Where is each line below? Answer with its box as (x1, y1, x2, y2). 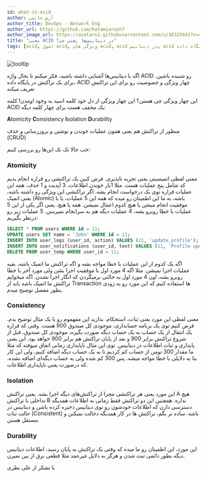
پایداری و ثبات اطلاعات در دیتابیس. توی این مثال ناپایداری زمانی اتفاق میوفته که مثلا (7, 341, 195, 349)
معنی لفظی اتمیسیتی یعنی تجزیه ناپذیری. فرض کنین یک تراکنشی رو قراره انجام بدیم (7, 175, 197, 182)
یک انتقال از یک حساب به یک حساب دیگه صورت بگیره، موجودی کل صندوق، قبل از (7, 328, 192, 335)
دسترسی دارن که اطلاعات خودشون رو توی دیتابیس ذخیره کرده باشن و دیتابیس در (7, 403, 192, 411)
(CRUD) (7, 133, 26, 141)
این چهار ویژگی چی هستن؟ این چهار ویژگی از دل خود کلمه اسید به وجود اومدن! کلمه (7, 96, 198, 104)
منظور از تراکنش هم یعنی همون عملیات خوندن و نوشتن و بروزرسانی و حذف (7, 127, 180, 134)
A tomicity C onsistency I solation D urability (7, 115, 112, 123)
